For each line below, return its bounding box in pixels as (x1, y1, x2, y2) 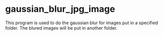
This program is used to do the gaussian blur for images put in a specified (5, 20, 158, 26)
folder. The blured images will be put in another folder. (5, 25, 118, 31)
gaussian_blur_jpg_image (5, 3, 115, 15)
